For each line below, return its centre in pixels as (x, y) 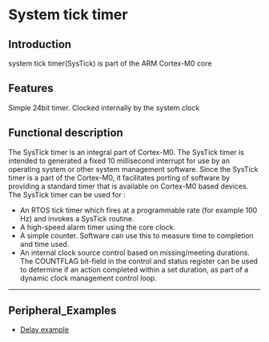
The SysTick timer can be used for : (67, 194)
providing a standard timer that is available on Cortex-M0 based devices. (128, 186)
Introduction (40, 44)
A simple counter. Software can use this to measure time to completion (137, 235)
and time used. (44, 244)
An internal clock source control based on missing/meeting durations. (134, 253)
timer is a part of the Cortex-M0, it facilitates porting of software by (119, 177)
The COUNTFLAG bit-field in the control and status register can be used (139, 260)
